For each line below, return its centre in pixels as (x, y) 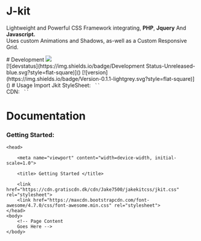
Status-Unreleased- (171, 66)
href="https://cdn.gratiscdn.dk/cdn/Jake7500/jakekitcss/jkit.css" (93, 190)
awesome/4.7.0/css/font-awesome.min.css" (59, 206)
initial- (166, 158)
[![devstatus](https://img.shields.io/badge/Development (75, 66)
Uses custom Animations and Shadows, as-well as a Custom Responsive (97, 40)
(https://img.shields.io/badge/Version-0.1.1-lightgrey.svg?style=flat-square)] (101, 79)
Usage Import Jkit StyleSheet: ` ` (58, 85)
